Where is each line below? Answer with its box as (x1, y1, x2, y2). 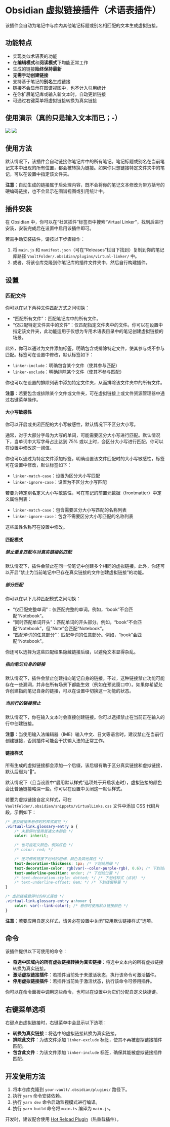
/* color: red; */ (14, 847, 53, 852)
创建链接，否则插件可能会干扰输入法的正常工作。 (5, 737, 107, 743)
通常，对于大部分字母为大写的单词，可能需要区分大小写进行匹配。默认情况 (5, 432, 160, 439)
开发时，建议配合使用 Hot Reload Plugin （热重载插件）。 (5, 1116, 121, 1122)
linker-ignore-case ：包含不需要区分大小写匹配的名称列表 (12, 513, 134, 520)
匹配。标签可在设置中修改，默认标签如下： (5, 351, 94, 357)
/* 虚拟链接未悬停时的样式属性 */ (5, 819, 68, 824)
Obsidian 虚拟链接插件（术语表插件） (5, 5, 161, 16)
